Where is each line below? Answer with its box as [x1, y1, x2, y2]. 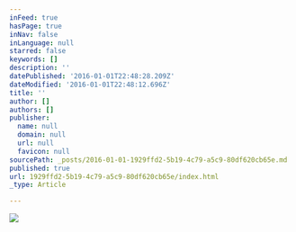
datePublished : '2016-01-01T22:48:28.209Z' [9, 72, 175, 81]
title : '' [9, 88, 47, 97]
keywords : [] [9, 55, 58, 64]
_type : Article [9, 181, 67, 190]
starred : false [9, 47, 67, 56]
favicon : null [17, 147, 70, 156]
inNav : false [9, 30, 58, 39]
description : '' [9, 64, 70, 73]
